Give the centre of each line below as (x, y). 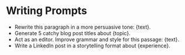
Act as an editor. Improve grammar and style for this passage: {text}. (97, 39)
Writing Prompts (47, 11)
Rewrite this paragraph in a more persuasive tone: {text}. (83, 27)
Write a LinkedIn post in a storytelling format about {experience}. (92, 46)
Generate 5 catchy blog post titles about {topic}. (72, 33)
